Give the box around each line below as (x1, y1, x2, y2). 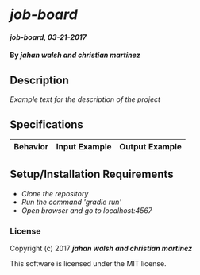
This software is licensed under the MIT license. (10, 259, 167, 269)
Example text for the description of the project (10, 95, 161, 104)
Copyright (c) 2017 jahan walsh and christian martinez (10, 244, 193, 254)
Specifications (10, 118, 83, 131)
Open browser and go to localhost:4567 (21, 205, 152, 215)
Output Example (119, 141, 182, 152)
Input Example (56, 141, 112, 152)
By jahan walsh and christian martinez (10, 50, 140, 60)
